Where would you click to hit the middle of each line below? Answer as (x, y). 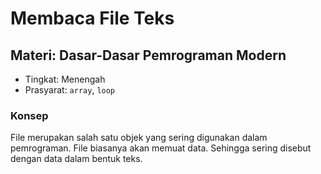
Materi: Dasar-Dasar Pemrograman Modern (148, 55)
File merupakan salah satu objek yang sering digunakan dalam (139, 138)
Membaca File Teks (92, 18)
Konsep (29, 115)
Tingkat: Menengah (65, 79)
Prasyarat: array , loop (70, 90)
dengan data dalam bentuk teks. (76, 159)
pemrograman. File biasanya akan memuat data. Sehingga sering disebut (161, 148)
